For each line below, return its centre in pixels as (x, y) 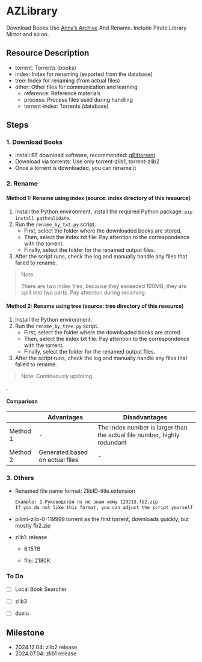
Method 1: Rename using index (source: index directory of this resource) (98, 198)
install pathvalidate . (43, 217)
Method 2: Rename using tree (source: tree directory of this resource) (95, 306)
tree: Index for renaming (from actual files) (67, 80)
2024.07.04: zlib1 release (46, 654)
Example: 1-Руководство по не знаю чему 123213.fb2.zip (86, 502)
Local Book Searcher (41, 589)
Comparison (22, 401)
